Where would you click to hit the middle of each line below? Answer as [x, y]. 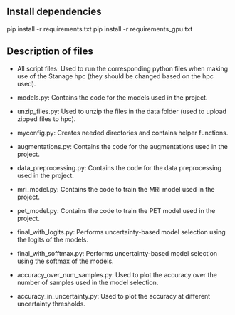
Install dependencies [54, 12]
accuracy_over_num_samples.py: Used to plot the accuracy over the [117, 274]
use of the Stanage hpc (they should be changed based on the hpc [115, 76]
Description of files [50, 52]
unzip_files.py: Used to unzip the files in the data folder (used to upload [122, 111]
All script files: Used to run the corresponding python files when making [122, 68]
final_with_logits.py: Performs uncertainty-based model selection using [121, 232]
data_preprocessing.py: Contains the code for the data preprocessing [119, 167]
